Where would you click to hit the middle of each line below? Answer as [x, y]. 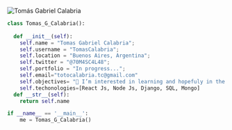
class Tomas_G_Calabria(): [46, 24]
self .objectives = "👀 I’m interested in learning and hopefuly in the [123, 81]
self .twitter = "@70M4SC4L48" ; [65, 63]
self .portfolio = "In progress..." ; [73, 69]
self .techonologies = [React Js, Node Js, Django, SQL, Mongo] [110, 88]
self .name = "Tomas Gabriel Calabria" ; [77, 43]
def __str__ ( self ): [42, 95]
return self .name [45, 101]
